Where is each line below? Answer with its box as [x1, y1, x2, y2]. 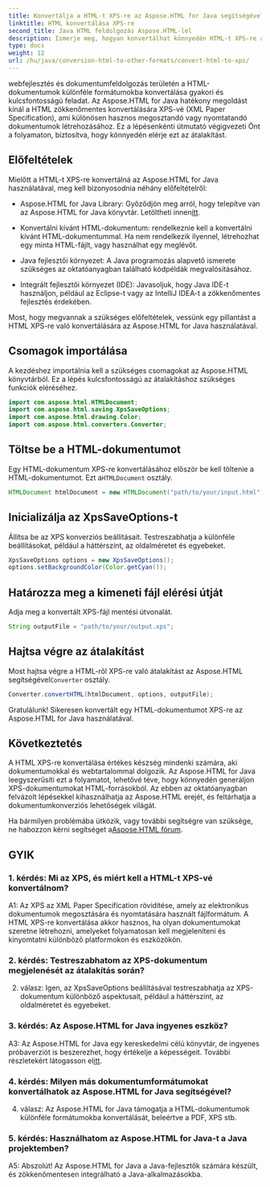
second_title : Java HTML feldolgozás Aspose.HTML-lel [8, 27, 193, 35]
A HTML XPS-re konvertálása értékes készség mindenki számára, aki [8, 758, 238, 768]
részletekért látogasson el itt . [8, 1055, 103, 1066]
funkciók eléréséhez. [8, 383, 78, 392]
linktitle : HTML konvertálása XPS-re [8, 19, 135, 27]
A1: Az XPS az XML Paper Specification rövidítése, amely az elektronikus [8, 901, 249, 910]
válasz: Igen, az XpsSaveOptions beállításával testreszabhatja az [19, 983, 235, 993]
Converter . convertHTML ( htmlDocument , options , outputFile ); [8, 690, 215, 698]
